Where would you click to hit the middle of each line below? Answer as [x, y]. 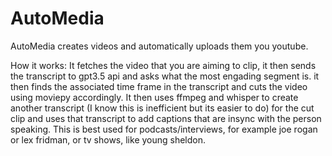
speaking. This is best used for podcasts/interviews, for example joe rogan [164, 129]
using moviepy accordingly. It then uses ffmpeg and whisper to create [154, 97]
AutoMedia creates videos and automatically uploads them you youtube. [159, 46]
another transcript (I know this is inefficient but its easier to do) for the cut [162, 108]
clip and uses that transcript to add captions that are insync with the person [166, 118]
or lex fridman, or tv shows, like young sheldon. [108, 139]
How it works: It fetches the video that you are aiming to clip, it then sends [163, 65]
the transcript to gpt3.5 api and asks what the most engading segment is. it [165, 76]
